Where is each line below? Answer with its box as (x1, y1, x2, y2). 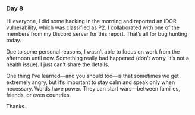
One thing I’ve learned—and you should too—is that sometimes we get (6, 73, 180, 80)
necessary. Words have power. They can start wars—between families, (6, 85, 180, 92)
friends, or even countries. (6, 91, 71, 99)
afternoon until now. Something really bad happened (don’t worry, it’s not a (6, 55, 189, 62)
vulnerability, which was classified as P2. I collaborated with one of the (6, 24, 180, 31)
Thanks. (6, 103, 26, 110)
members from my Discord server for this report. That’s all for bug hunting (6, 30, 188, 38)
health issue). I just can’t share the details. (6, 61, 110, 68)
